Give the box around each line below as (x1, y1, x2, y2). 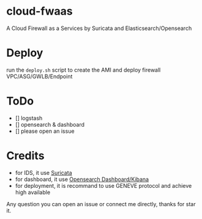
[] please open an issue (15, 127, 75, 135)
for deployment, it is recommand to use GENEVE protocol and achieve (15, 182, 192, 189)
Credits (6, 149, 45, 163)
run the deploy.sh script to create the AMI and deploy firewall (6, 66, 161, 73)
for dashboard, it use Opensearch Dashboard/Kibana (15, 176, 149, 183)
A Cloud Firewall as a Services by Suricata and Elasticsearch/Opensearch (6, 24, 192, 32)
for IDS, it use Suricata (15, 169, 72, 176)
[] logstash (15, 114, 43, 122)
